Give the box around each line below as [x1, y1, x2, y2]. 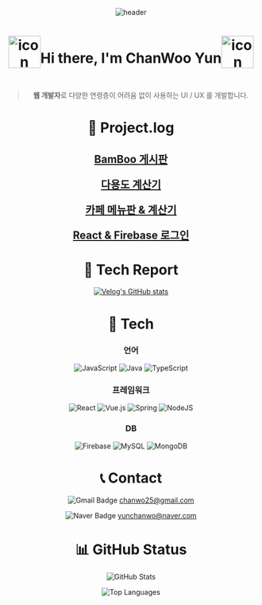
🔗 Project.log [87, 119, 175, 137]
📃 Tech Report [83, 261, 179, 278]
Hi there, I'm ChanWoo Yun [40, 49, 222, 68]
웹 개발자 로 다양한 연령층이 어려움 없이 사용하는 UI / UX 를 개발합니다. [33, 90, 249, 99]
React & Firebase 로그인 [72, 228, 190, 242]
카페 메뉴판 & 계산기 [85, 203, 177, 216]
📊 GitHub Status [75, 541, 187, 558]
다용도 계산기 [100, 177, 162, 191]
